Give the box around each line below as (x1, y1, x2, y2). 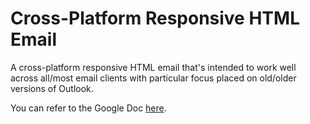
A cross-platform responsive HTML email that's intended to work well (10, 61, 297, 73)
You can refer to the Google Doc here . (10, 102, 167, 114)
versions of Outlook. (10, 82, 94, 94)
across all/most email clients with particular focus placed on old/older (10, 72, 297, 84)
